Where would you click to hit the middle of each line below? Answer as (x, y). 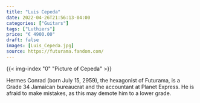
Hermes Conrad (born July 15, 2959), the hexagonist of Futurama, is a (93, 80)
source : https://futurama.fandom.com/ (55, 51)
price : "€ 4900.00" (31, 35)
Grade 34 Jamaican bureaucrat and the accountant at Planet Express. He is (100, 87)
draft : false (23, 40)
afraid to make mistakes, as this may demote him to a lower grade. (89, 93)
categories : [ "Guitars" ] (37, 23)
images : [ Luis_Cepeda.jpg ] (40, 46)
